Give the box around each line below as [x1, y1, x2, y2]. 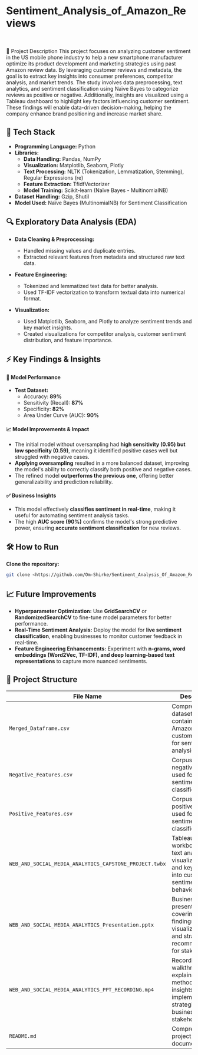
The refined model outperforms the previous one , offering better [14, 472, 174, 479]
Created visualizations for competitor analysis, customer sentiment [23, 330, 186, 337]
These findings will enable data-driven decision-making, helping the [6, 104, 172, 111]
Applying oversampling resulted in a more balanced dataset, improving [14, 459, 190, 467]
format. [23, 295, 41, 302]
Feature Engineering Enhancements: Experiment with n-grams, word [14, 645, 186, 652]
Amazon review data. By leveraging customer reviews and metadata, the [6, 66, 182, 73]
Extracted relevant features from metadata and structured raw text [23, 253, 185, 260]
